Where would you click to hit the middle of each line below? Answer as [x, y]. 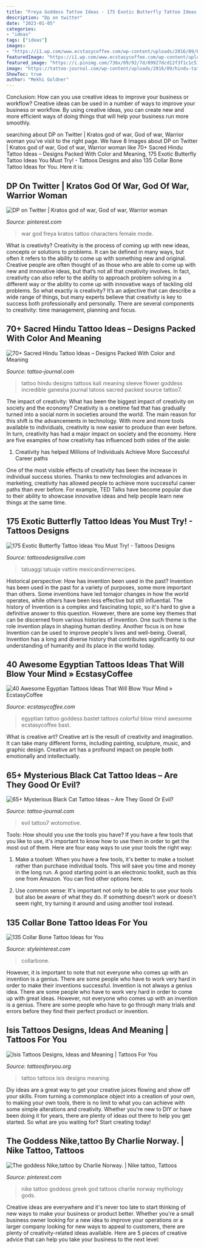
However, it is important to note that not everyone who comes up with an [97, 972]
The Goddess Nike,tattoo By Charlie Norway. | [95, 1141]
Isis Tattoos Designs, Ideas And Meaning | [87, 1030]
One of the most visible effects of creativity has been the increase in [92, 470]
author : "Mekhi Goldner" [38, 80]
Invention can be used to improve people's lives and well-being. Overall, [97, 632]
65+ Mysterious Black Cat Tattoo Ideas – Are [92, 775]
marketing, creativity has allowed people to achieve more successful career [101, 483]
